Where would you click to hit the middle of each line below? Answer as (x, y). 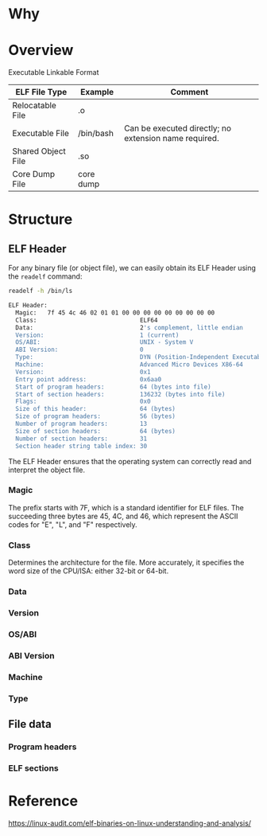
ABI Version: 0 (80, 350)
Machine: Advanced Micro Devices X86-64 (130, 365)
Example (97, 92)
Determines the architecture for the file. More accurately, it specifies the (126, 563)
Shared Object (39, 151)
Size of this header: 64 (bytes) (96, 409)
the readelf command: (45, 276)
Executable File (41, 134)
